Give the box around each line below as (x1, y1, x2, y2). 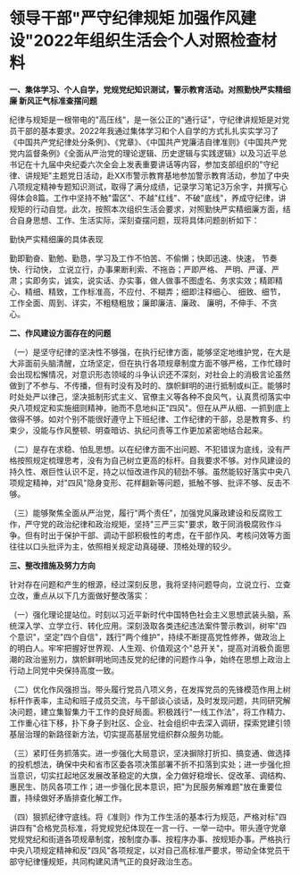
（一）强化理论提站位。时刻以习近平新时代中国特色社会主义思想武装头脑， (9, 609, 283, 619)
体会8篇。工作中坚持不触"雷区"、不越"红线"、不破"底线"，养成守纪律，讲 (16, 192, 287, 203)
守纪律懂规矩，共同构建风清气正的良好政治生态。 (16, 855, 197, 867)
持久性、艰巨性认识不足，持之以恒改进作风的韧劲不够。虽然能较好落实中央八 (9, 466, 291, 476)
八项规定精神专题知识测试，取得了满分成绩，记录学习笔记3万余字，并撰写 (9, 181, 280, 192)
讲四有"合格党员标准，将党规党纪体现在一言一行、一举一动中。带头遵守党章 (9, 822, 287, 833)
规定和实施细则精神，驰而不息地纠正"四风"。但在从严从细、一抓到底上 (32, 402, 291, 413)
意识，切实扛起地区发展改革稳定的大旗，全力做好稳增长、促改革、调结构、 (16, 770, 291, 780)
